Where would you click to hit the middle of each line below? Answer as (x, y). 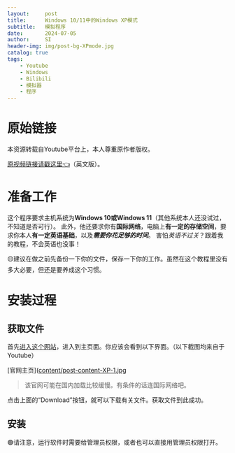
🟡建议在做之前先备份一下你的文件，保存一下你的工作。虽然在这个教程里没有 (117, 259)
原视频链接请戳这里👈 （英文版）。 (56, 164)
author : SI (29, 40)
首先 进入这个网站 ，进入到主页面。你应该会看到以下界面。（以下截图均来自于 (116, 346)
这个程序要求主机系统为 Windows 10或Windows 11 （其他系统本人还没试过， (116, 218)
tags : (15, 59)
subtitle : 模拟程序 (37, 27)
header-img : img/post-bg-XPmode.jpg (60, 46)
